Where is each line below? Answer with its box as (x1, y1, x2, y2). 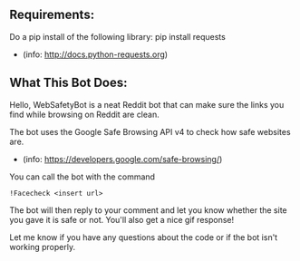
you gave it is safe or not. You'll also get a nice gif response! (9, 214, 235, 225)
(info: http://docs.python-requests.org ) (22, 49, 169, 60)
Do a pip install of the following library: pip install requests (9, 31, 227, 42)
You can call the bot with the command (9, 171, 156, 182)
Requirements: (9, 7, 95, 23)
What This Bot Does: (9, 75, 129, 91)
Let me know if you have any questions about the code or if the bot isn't (9, 231, 278, 243)
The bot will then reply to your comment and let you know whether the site (9, 204, 287, 216)
